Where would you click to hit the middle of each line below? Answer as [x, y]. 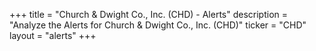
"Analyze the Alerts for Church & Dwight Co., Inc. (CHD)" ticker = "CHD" [158, 25]
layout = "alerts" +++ [53, 35]
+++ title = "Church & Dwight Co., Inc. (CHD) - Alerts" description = [149, 14]
